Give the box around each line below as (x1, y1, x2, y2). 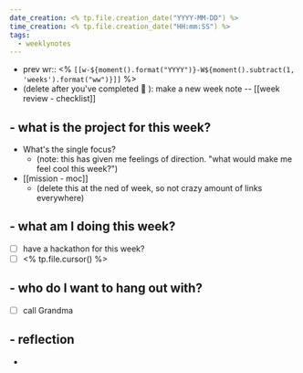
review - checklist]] (22, 93, 96, 104)
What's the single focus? (22, 144, 116, 155)
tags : (9, 30, 30, 39)
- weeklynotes (17, 38, 71, 48)
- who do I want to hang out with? (9, 281, 203, 296)
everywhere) (36, 193, 85, 204)
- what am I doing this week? (9, 218, 176, 234)
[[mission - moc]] (22, 173, 89, 184)
